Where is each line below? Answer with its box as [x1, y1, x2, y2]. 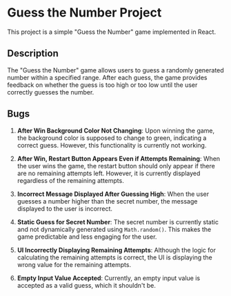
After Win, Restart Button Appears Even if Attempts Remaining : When [17, 154, 221, 163]
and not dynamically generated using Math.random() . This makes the [17, 225, 212, 233]
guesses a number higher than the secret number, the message [17, 197, 198, 205]
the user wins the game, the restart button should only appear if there [17, 161, 215, 170]
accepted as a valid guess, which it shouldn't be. [17, 281, 157, 289]
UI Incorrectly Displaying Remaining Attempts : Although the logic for [17, 246, 216, 254]
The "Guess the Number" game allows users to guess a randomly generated [7, 66, 224, 74]
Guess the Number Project [7, 5, 162, 21]
